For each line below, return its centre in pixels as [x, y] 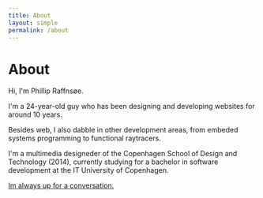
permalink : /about [38, 30]
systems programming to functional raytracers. [85, 138]
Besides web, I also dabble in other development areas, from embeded [123, 130]
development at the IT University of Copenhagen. [88, 170]
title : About [30, 15]
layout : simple [33, 23]
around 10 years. [36, 114]
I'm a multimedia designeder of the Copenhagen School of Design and [123, 154]
